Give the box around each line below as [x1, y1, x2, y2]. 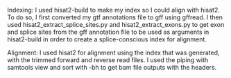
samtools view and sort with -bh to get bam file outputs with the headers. [7, 64, 217, 71]
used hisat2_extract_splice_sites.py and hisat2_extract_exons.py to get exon [7, 21, 225, 28]
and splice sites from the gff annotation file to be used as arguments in [7, 28, 209, 36]
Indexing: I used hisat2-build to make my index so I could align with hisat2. [7, 6, 221, 14]
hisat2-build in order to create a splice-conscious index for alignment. [7, 35, 207, 43]
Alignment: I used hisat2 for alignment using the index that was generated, [7, 48, 220, 57]
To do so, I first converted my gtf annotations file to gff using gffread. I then [7, 13, 223, 21]
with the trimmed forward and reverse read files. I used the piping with [7, 56, 209, 64]
